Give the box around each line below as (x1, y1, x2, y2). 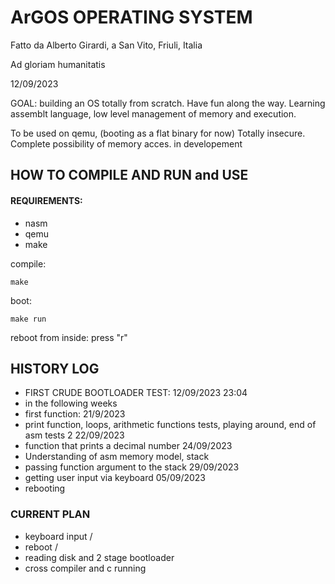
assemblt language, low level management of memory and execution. (10, 107, 297, 120)
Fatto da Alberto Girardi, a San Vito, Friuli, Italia (10, 39, 203, 51)
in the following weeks (24, 397, 118, 410)
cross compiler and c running (24, 562, 147, 574)
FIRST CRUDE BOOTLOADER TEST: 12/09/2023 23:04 (24, 387, 248, 399)
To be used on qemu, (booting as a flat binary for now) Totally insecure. (10, 127, 306, 139)
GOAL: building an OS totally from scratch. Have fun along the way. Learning (10, 97, 326, 109)
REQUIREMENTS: (10, 194, 83, 206)
